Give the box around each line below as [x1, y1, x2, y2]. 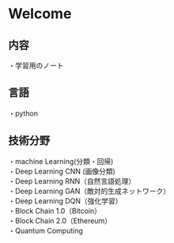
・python [8, 108, 38, 118]
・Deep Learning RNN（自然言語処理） [8, 176, 136, 186]
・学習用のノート [8, 61, 64, 70]
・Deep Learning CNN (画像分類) [8, 166, 116, 176]
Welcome [8, 5, 72, 23]
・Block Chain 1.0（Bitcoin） [8, 206, 101, 215]
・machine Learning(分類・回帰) [8, 156, 114, 166]
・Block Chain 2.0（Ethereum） [8, 215, 112, 226]
